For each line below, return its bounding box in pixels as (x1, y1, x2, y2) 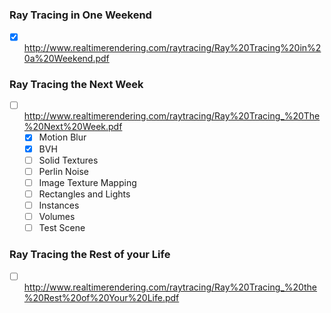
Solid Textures (38, 154, 99, 166)
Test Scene (38, 221, 86, 233)
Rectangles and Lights (38, 188, 131, 200)
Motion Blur (38, 131, 87, 143)
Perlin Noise (38, 165, 89, 177)
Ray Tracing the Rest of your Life (9, 247, 171, 261)
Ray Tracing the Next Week (9, 78, 144, 92)
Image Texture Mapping (38, 176, 137, 188)
